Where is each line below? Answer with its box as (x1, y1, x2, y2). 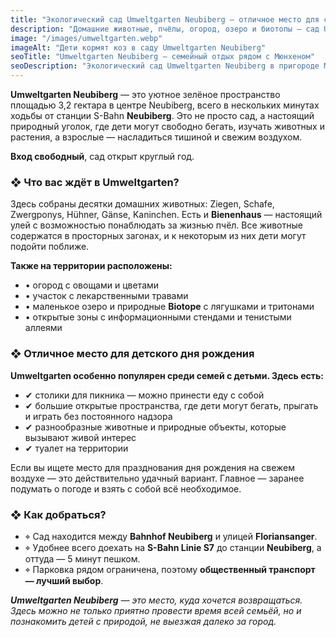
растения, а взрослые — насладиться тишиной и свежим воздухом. (10, 131, 303, 143)
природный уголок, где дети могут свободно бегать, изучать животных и (10, 121, 325, 132)
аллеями (24, 322, 63, 334)
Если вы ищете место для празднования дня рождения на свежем (10, 461, 296, 473)
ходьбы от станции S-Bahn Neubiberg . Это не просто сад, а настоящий (10, 110, 315, 121)
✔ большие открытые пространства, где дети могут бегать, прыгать (24, 399, 319, 411)
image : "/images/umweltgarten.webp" (10, 33, 163, 43)
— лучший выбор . (24, 574, 104, 586)
